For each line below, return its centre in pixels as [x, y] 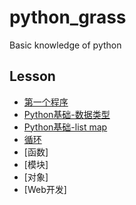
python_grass [68, 17]
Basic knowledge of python [65, 45]
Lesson [32, 76]
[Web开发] [45, 189]
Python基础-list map [65, 127]
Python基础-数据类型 [67, 114]
